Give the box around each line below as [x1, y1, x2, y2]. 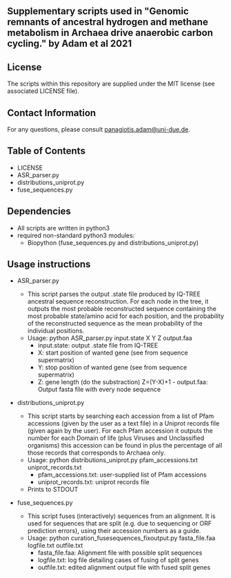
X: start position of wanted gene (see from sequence [37, 348, 188, 357]
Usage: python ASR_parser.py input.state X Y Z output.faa [27, 334, 192, 342]
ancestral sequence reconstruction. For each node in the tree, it [27, 297, 209, 306]
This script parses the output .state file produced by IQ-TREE [27, 290, 201, 299]
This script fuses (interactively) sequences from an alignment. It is [27, 512, 216, 520]
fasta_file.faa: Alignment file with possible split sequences [37, 548, 203, 557]
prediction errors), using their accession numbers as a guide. [27, 527, 201, 535]
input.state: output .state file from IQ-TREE [37, 341, 159, 350]
